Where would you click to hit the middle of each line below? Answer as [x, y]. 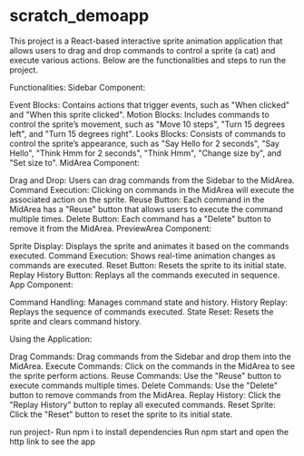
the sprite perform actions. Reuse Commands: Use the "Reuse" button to [145, 375]
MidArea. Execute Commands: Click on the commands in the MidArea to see [152, 366]
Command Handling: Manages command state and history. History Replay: [149, 302]
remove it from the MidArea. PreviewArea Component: [110, 228]
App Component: [41, 284]
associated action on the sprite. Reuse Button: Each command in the [137, 199]
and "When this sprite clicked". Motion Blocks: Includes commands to [139, 114]
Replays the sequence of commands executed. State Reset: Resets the [142, 311]
